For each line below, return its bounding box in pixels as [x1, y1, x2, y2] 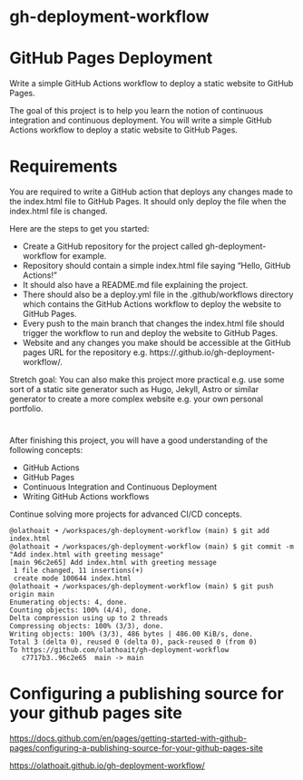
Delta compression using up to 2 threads [9, 614, 169, 623]
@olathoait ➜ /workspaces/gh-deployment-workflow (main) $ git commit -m [9, 542, 295, 551]
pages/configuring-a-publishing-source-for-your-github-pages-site [9, 743, 263, 754]
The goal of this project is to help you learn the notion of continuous [9, 105, 264, 116]
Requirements [9, 156, 118, 177]
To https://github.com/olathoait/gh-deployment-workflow [9, 646, 230, 655]
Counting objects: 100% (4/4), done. [9, 606, 152, 615]
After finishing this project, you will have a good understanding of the [9, 435, 269, 446]
